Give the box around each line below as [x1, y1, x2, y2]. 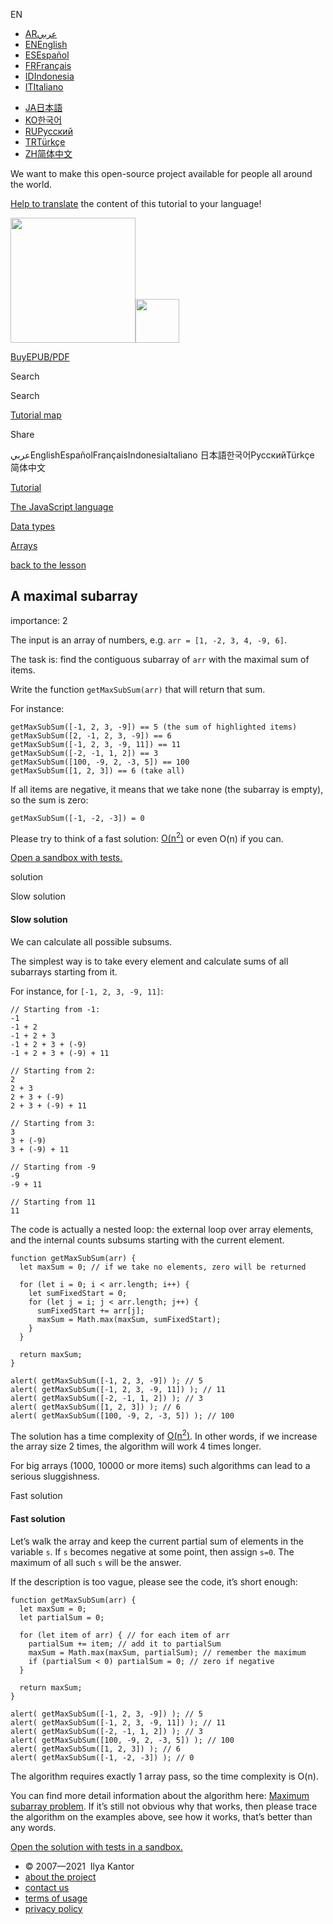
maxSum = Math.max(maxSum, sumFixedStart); [36, 1314, 222, 1324]
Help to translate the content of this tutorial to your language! [10, 198, 262, 209]
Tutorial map [10, 409, 62, 421]
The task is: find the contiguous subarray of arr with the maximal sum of [10, 653, 310, 665]
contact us [24, 1881, 70, 1893]
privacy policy [24, 1902, 83, 1914]
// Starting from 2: [10, 1065, 97, 1076]
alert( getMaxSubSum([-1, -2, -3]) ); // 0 [10, 1752, 195, 1763]
